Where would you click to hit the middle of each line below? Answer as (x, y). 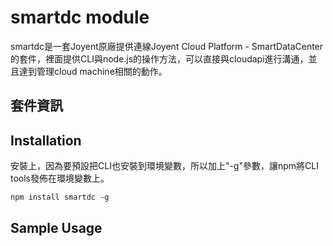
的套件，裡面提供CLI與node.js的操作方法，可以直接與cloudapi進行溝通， (159, 58)
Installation (46, 140)
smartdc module (80, 17)
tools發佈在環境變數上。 (60, 178)
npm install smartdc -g (60, 197)
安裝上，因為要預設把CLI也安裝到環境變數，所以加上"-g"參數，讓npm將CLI (164, 166)
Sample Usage (56, 227)
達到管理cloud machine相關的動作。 (93, 71)
